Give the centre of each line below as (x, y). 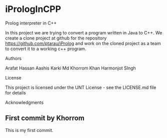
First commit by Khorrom (45, 118)
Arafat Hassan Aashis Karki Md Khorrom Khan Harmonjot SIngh (70, 68)
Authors (13, 58)
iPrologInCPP (33, 9)
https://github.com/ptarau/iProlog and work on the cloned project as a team (83, 43)
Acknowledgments (24, 102)
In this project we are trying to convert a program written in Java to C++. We (84, 32)
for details (15, 92)
